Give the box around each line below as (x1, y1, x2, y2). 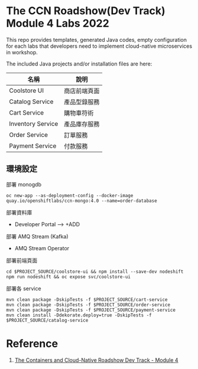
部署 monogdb (6, 181, 41, 188)
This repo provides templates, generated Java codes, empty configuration (6, 36, 187, 43)
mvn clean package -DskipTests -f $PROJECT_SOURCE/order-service (6, 302, 170, 308)
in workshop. (6, 48, 38, 55)
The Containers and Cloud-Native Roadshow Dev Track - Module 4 (14, 356, 178, 364)
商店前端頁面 (64, 87, 100, 95)
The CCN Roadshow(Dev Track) (6, 4, 165, 18)
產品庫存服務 (64, 120, 100, 128)
